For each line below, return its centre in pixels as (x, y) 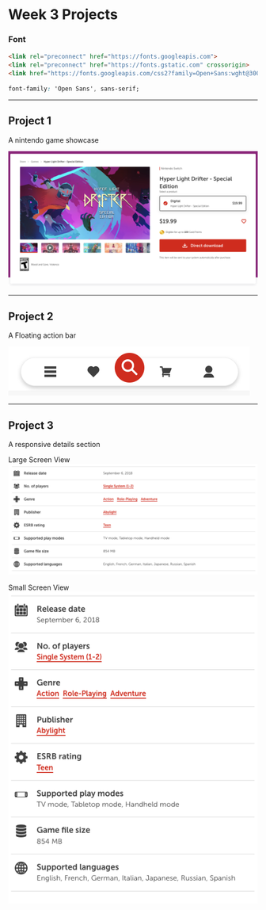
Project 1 (30, 121)
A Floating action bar (42, 335)
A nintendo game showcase (53, 140)
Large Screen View (39, 460)
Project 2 (31, 316)
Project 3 (31, 425)
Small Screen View (39, 587)
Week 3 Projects (63, 15)
